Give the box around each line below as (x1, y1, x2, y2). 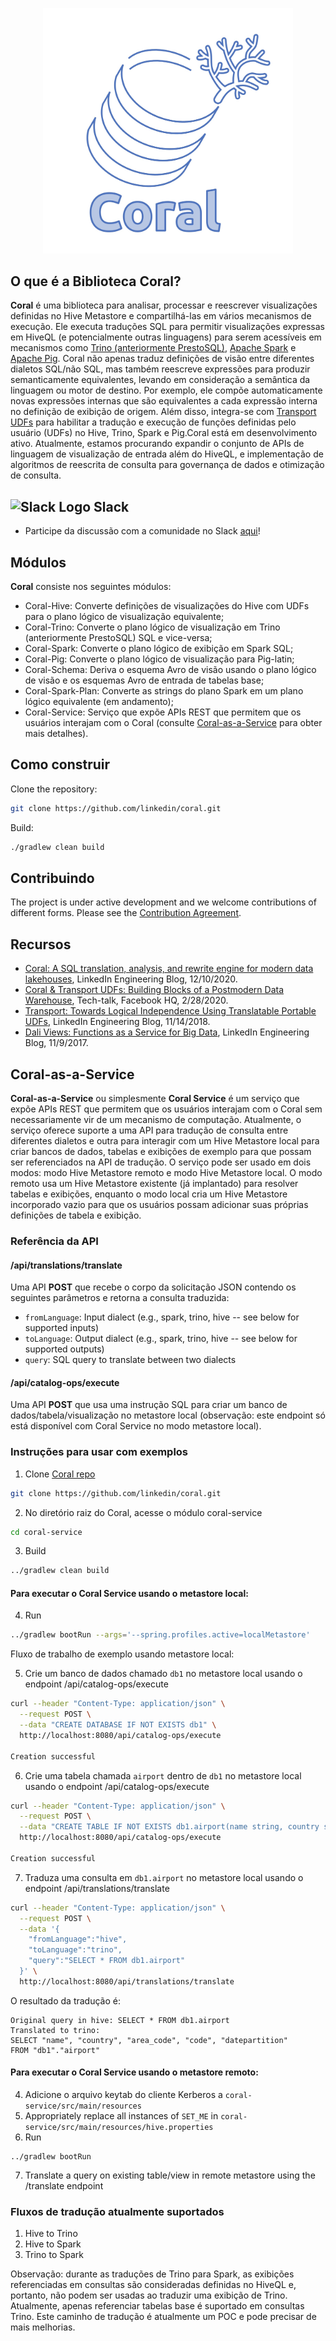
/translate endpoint (24, 2180, 104, 2192)
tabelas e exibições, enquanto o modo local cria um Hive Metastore (10, 1188, 288, 1200)
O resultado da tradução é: (10, 1994, 121, 2007)
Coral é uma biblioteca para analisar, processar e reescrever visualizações (10, 299, 318, 312)
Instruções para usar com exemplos (10, 1445, 189, 1459)
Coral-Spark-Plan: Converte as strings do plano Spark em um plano (24, 685, 304, 697)
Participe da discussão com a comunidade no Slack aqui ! (24, 525, 261, 537)
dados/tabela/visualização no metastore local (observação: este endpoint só (10, 1409, 326, 1422)
